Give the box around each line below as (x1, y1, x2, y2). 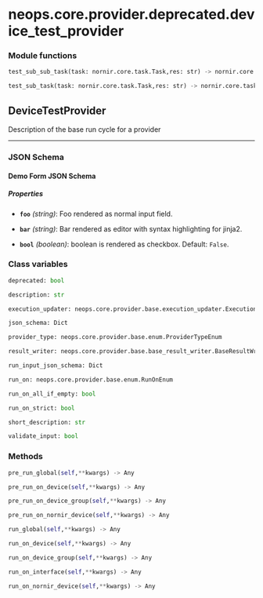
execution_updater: (8, 304, 72, 313)
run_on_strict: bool (8, 404, 76, 412)
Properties (8, 189, 44, 199)
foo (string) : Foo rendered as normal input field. (19, 209, 173, 218)
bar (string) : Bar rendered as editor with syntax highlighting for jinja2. (19, 224, 243, 233)
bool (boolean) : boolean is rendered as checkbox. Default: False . (19, 239, 229, 249)
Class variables (8, 259, 68, 270)
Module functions (8, 50, 77, 61)
